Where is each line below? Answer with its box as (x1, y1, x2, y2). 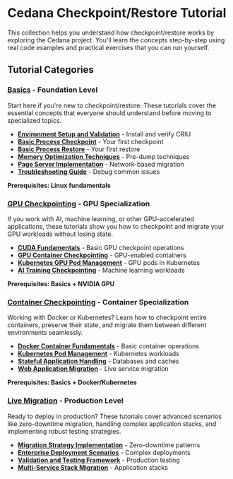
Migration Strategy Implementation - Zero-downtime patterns (17, 440, 201, 449)
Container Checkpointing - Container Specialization (7, 297, 189, 307)
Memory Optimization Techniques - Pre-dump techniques (17, 152, 190, 160)
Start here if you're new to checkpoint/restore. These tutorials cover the (7, 101, 217, 110)
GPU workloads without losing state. (7, 230, 113, 238)
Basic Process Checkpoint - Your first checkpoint (17, 137, 164, 146)
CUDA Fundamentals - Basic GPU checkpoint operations (17, 243, 184, 252)
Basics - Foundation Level (7, 85, 98, 95)
